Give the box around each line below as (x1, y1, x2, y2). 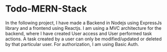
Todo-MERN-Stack (5, 3, 87, 15)
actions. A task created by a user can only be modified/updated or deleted (5, 36, 162, 42)
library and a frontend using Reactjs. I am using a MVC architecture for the (5, 25, 162, 31)
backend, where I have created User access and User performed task (5, 30, 152, 36)
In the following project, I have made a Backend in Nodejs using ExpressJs (5, 20, 162, 26)
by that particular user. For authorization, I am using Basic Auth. (5, 41, 139, 47)
